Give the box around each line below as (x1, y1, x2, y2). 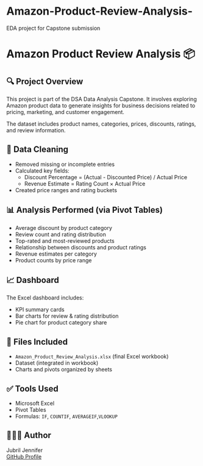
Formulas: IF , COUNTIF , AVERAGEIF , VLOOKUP (15, 413, 118, 420)
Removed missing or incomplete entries (15, 160, 115, 168)
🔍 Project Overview (6, 76, 84, 87)
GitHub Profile (6, 453, 42, 460)
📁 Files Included (6, 337, 68, 347)
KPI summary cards (15, 306, 65, 314)
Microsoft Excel (15, 400, 55, 407)
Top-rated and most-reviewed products (15, 237, 115, 245)
